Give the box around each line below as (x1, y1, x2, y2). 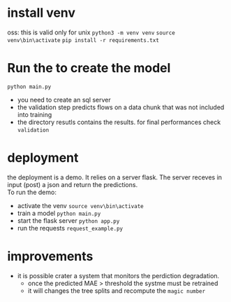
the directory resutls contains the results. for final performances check (17, 118, 221, 126)
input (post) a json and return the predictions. (7, 180, 138, 188)
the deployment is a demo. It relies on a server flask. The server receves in (7, 173, 222, 181)
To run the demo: (7, 188, 57, 196)
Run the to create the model (7, 60, 171, 76)
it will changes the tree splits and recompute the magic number (27, 286, 206, 295)
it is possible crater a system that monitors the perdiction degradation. (17, 271, 220, 280)
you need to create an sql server (17, 95, 112, 104)
